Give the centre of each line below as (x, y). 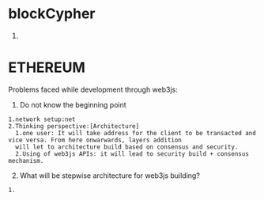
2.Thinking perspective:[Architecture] (74, 126)
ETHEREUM (47, 68)
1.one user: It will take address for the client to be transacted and (136, 133)
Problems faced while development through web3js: (93, 89)
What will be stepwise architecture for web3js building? (109, 175)
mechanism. (26, 160)
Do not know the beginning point (73, 104)
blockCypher (52, 14)
